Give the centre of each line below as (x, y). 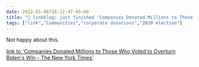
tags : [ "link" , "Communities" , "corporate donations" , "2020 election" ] (94, 23)
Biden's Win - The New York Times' (50, 58)
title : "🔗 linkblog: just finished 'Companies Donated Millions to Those (100, 17)
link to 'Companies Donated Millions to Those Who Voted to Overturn (91, 51)
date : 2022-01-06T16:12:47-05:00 (48, 12)
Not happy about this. (33, 40)
